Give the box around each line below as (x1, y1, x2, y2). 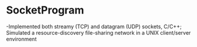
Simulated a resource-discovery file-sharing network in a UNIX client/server (6, 29, 191, 36)
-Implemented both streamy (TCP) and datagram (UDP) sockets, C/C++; (6, 23, 182, 30)
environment (6, 35, 37, 42)
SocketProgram (6, 4, 84, 17)
